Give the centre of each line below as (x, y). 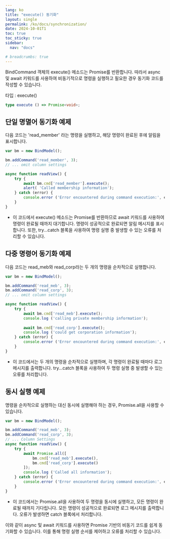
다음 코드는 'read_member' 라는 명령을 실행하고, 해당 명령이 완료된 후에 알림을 (83, 135)
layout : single (21, 19)
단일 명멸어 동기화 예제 (38, 122)
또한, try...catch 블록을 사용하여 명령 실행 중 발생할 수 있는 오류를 (92, 230)
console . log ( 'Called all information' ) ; (68, 472)
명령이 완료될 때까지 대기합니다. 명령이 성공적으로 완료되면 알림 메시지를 (83, 223)
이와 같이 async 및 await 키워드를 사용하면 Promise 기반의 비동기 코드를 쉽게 (81, 525)
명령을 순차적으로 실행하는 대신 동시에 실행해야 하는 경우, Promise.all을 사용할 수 (85, 405)
